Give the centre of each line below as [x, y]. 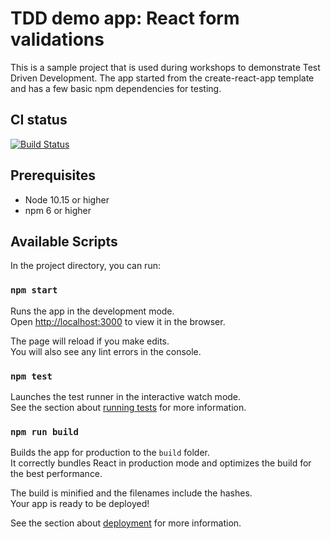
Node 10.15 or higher [67, 199]
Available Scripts [64, 241]
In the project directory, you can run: [85, 266]
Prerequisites [53, 175]
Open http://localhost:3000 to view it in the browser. [118, 321]
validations [57, 39]
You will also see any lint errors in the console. [106, 351]
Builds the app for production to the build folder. [110, 453]
